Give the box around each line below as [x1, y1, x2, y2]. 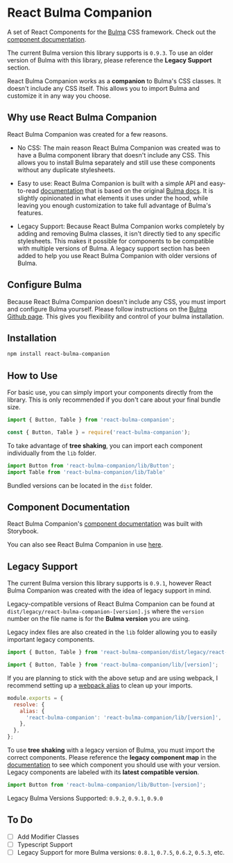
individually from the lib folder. [7, 449, 97, 457]
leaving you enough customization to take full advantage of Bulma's [17, 201, 212, 210]
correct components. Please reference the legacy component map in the [7, 753, 217, 762]
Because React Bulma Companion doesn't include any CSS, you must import [7, 297, 226, 306]
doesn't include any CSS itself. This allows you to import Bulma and [7, 84, 200, 92]
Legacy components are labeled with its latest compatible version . [7, 768, 200, 776]
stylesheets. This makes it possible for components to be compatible [17, 237, 214, 245]
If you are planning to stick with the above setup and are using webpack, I [7, 674, 218, 682]
